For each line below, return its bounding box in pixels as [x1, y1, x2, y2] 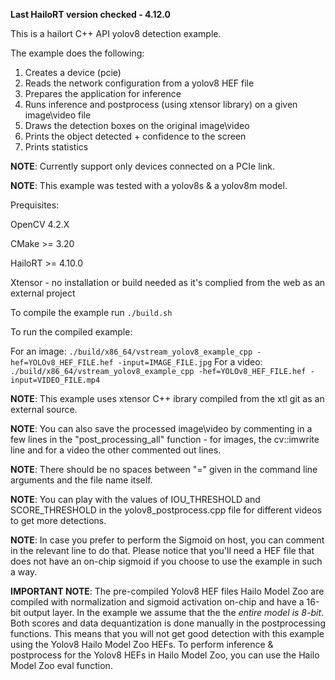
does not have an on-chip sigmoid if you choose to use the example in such [10, 555, 323, 567]
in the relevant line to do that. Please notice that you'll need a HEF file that [10, 545, 315, 556]
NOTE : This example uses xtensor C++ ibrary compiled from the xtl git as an [10, 393, 325, 404]
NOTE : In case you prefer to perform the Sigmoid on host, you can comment [10, 534, 325, 546]
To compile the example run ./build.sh [10, 307, 173, 318]
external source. [10, 404, 78, 415]
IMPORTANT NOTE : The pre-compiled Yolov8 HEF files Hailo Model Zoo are [10, 585, 325, 597]
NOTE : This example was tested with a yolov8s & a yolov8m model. [10, 180, 288, 191]
